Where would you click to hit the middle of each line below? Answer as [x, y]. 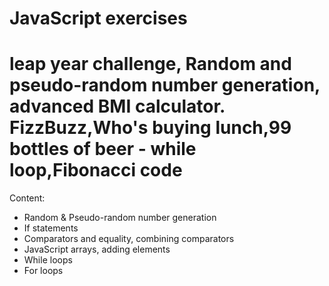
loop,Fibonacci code [96, 170]
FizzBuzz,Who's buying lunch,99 [150, 128]
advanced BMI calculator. [117, 106]
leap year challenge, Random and [150, 64]
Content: [27, 198]
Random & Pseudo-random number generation [120, 218]
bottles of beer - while [103, 149]
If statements [51, 228]
